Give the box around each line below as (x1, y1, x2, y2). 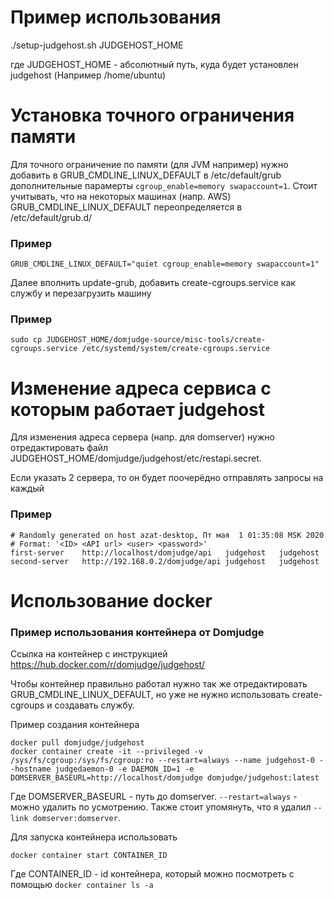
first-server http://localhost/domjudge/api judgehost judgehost (10, 547, 320, 558)
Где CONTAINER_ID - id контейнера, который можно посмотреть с (10, 868, 295, 880)
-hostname (10, 764, 52, 775)
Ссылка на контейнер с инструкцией (10, 648, 168, 660)
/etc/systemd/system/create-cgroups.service (81, 344, 271, 354)
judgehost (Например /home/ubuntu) (10, 69, 167, 81)
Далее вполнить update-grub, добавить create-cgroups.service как (10, 277, 296, 289)
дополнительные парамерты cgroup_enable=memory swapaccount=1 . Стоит (10, 179, 318, 191)
